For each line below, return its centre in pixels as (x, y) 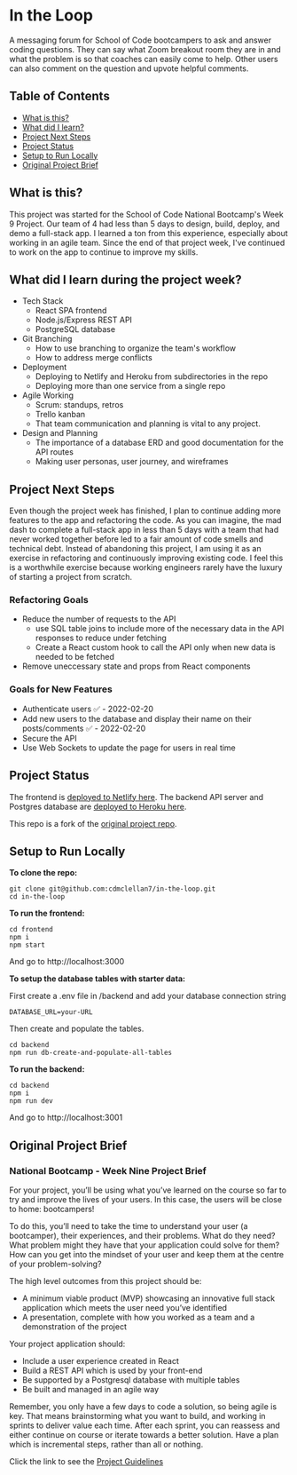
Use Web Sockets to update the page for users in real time (129, 748)
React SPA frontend (71, 311)
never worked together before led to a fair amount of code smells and (136, 539)
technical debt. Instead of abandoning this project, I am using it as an (135, 549)
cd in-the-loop (37, 897)
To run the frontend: (47, 913)
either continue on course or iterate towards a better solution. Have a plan (144, 1435)
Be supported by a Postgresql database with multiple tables (131, 1380)
